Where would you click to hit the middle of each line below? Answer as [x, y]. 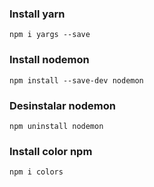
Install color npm [51, 151]
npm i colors [36, 172]
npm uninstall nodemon [56, 126]
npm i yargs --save [50, 35]
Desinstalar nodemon [62, 105]
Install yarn [37, 14]
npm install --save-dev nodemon [76, 80]
